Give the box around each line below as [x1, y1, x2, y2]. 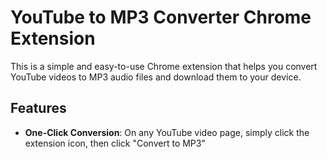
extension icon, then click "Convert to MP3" [24, 137, 206, 149]
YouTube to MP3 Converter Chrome [10, 6, 312, 29]
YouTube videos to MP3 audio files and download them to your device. [10, 71, 302, 83]
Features [10, 100, 67, 117]
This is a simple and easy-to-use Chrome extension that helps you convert [10, 60, 318, 72]
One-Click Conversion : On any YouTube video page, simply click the [24, 126, 310, 138]
